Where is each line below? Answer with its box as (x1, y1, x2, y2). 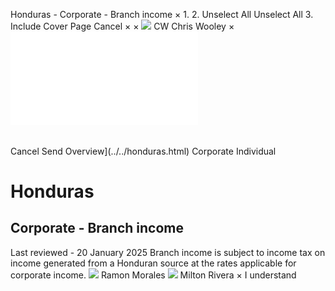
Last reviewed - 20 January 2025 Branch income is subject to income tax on (10, 246, 326, 258)
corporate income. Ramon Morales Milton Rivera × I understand (10, 269, 297, 281)
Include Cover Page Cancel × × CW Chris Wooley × (10, 20, 235, 32)
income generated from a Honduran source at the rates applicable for (10, 257, 297, 269)
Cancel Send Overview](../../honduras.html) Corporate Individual (10, 145, 277, 157)
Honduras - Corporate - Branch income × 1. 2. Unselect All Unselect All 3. (10, 9, 314, 20)
